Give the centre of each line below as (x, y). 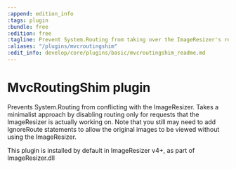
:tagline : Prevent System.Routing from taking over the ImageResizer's (114, 40)
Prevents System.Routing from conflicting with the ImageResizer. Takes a (113, 107)
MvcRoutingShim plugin (79, 88)
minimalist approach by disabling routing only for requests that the (103, 114)
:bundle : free (28, 27)
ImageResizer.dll (31, 158)
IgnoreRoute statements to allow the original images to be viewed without (113, 129)
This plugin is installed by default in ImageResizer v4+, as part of (101, 150)
